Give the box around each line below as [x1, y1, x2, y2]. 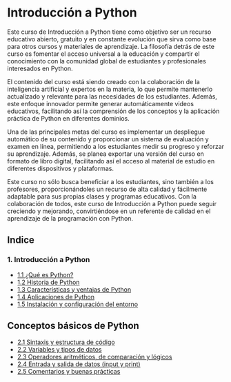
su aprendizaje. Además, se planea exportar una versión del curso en [7, 150, 205, 158]
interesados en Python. [7, 64, 73, 72]
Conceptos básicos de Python [7, 320, 139, 332]
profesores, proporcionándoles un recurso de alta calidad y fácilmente [7, 185, 208, 193]
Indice [7, 234, 34, 246]
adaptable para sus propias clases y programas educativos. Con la [7, 192, 197, 201]
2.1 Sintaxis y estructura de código [17, 338, 115, 346]
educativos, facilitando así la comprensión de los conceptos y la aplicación [7, 107, 220, 115]
